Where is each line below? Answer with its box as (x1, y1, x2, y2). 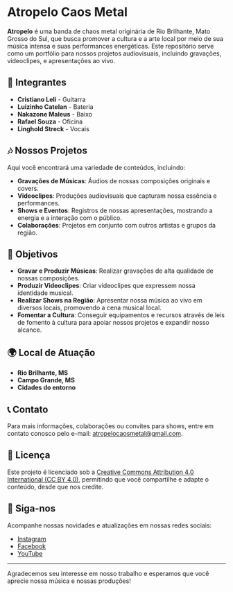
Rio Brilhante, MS (17, 369, 68, 377)
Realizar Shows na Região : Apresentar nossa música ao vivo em (17, 296, 202, 305)
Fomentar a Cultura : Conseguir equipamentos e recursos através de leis (17, 311, 225, 319)
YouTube (17, 549, 43, 557)
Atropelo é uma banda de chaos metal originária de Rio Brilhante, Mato (7, 27, 211, 35)
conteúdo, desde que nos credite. (7, 482, 104, 491)
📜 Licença (7, 449, 51, 462)
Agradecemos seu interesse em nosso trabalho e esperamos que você (7, 569, 209, 577)
